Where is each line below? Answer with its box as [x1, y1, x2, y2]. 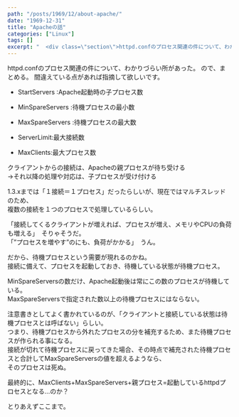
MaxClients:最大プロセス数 [17, 148, 97, 156]
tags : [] [7, 37, 33, 44]
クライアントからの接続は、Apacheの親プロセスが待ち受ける [7, 163, 186, 171]
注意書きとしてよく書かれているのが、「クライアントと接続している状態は [7, 310, 222, 318]
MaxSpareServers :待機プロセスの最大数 [17, 118, 137, 126]
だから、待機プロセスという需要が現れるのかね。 [7, 253, 151, 261]
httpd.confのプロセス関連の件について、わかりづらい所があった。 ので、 [7, 64, 220, 72]
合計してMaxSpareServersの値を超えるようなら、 [19, 354, 166, 362]
